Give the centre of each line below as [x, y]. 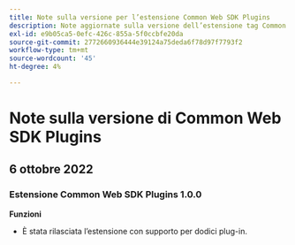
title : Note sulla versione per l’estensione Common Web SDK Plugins [140, 17]
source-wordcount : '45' [53, 58]
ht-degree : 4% [35, 67]
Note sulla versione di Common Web [145, 118]
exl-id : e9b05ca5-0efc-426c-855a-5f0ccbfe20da [96, 34]
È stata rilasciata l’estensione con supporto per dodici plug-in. [135, 231]
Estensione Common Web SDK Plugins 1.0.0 [106, 195]
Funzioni [26, 214]
